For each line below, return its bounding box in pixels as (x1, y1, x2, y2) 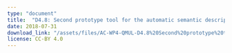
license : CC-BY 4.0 (7, 36, 64, 43)
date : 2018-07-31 (7, 23, 57, 30)
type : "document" (7, 10, 57, 17)
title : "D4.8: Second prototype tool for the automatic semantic (7, 17, 202, 23)
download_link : (7, 29, 51, 36)
